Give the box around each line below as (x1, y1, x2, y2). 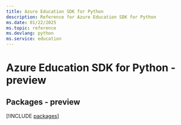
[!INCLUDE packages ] (6, 113, 59, 119)
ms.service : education (6, 36, 62, 42)
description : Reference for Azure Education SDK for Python (6, 14, 157, 20)
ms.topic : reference (6, 25, 57, 31)
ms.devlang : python (6, 31, 54, 36)
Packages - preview (6, 97, 81, 107)
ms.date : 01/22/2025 (6, 19, 57, 25)
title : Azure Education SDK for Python (6, 8, 104, 15)
